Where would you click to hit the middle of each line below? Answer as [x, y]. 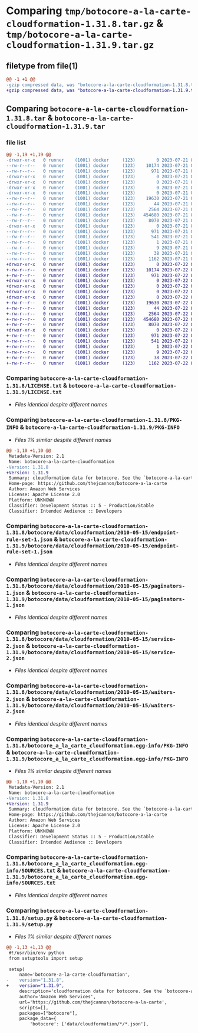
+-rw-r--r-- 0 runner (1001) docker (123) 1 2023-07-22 [97, 346]
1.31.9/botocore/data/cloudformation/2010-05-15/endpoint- [93, 546]
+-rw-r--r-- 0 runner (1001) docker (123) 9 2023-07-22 [97, 352]
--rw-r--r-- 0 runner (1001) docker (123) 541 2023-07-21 [97, 237]
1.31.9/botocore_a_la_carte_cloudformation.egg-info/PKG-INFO [97, 759]
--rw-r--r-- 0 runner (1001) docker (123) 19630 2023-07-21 [97, 199]
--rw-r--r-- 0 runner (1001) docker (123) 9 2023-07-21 [97, 248]
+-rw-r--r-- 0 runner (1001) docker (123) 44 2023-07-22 [97, 308]
